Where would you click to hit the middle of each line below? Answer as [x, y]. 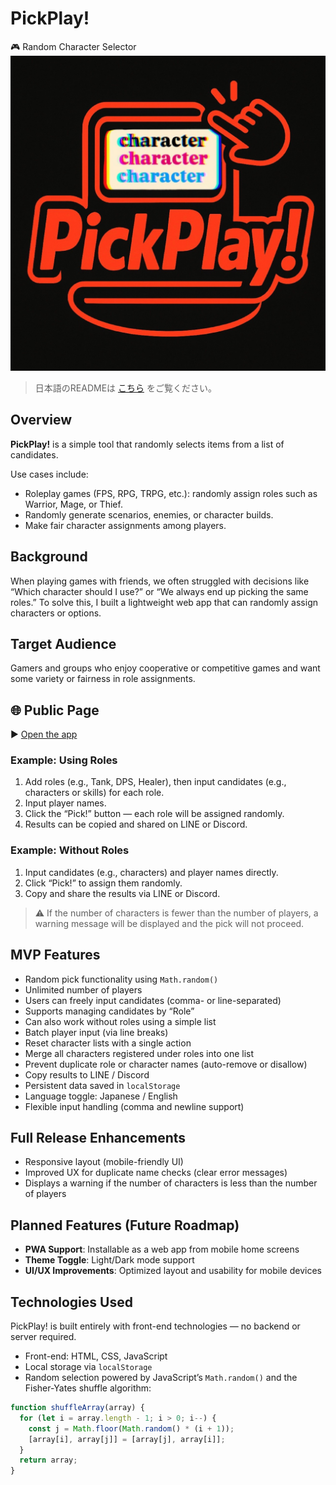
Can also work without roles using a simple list [120, 1021]
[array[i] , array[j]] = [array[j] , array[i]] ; [127, 1439]
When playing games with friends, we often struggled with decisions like [160, 581]
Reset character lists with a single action [108, 1043]
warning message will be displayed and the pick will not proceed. [169, 923]
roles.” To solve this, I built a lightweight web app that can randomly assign [164, 602]
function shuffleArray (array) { [77, 1408]
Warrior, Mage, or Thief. [73, 504]
